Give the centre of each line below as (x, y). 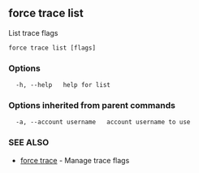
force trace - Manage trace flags (75, 160)
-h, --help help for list (63, 85)
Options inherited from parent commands (92, 106)
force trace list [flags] (52, 48)
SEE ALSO (29, 143)
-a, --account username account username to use (103, 122)
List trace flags (33, 32)
